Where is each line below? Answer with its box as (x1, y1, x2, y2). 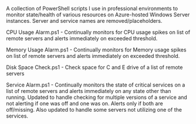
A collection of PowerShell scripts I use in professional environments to (6, 5, 178, 12)
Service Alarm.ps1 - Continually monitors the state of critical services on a (6, 81, 185, 88)
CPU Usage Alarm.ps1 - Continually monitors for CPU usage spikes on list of (6, 29, 191, 36)
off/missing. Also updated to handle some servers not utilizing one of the (6, 106, 182, 113)
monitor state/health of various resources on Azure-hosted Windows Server (6, 11, 190, 18)
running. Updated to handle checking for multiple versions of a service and (6, 94, 188, 101)
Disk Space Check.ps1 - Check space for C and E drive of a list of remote (6, 64, 183, 71)
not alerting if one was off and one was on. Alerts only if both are (6, 100, 163, 107)
